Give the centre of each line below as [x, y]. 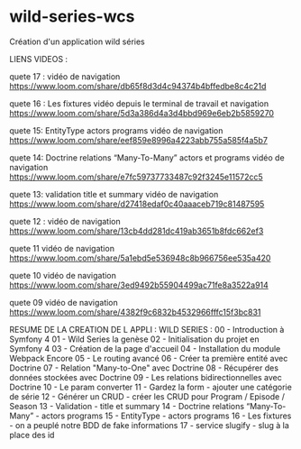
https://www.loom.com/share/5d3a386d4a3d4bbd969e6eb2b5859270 [142, 113]
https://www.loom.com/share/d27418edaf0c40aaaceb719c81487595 [137, 204]
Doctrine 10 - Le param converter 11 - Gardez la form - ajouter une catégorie [151, 387]
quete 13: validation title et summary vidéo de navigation [114, 194]
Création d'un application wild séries [78, 41]
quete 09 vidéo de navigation [64, 302]
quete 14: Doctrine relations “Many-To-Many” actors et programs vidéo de [147, 157]
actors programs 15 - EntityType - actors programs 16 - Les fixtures [166, 416]
